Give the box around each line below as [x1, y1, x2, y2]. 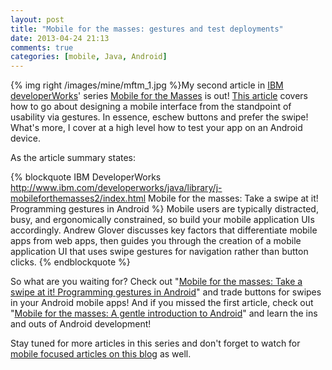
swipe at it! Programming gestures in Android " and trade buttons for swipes [10, 286, 322, 298]
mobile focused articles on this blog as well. [10, 348, 192, 360]
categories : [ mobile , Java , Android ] [10, 52, 168, 62]
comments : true [10, 42, 74, 53]
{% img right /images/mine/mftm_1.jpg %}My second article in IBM [10, 79, 284, 91]
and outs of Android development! [10, 318, 152, 330]
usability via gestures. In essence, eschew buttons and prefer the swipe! [10, 111, 309, 123]
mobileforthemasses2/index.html [10, 192, 147, 205]
